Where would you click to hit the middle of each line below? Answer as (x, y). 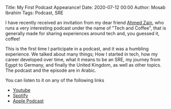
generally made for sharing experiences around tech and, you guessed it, (82, 33)
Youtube (21, 90)
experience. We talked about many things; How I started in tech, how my (82, 54)
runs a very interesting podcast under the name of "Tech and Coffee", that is (86, 28)
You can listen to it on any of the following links (55, 80)
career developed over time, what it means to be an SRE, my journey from (83, 60)
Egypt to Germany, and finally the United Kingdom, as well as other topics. (83, 65)
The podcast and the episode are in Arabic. (51, 70)
